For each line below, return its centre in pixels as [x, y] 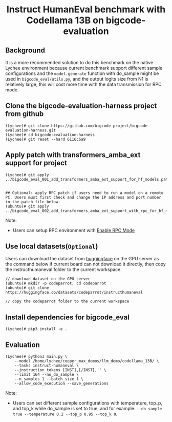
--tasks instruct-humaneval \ [47, 366]
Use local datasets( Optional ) [52, 247]
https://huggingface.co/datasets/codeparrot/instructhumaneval [74, 293]
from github [25, 114]
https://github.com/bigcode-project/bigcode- [100, 126]
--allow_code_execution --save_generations [62, 383]
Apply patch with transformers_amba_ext [73, 155]
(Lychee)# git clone [27, 126]
